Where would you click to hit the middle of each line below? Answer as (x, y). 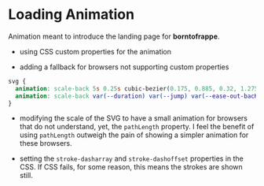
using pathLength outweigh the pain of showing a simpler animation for (134, 135)
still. (26, 176)
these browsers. (46, 143)
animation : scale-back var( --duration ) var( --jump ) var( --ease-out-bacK (137, 96)
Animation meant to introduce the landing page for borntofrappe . (114, 36)
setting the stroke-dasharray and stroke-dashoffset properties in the (131, 158)
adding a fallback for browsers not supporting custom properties (124, 67)
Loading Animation (71, 15)
